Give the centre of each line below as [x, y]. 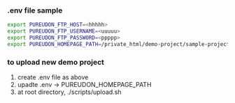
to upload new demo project [56, 62]
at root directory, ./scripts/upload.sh [69, 92]
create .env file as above [53, 77]
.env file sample [35, 10]
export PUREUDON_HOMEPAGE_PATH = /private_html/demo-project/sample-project [119, 44]
